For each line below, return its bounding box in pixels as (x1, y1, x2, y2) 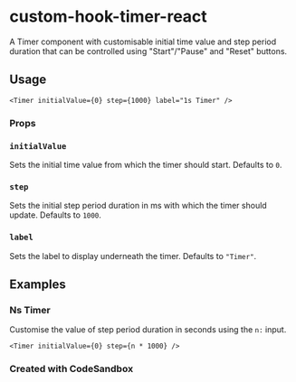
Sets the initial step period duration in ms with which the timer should (9, 200, 267, 211)
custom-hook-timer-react (9, 6, 208, 27)
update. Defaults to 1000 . (9, 210, 102, 220)
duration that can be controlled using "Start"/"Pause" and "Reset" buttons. (9, 45, 288, 56)
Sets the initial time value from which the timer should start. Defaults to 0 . (9, 159, 282, 170)
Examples (9, 276, 66, 292)
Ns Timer (9, 303, 52, 316)
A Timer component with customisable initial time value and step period (9, 36, 277, 47)
